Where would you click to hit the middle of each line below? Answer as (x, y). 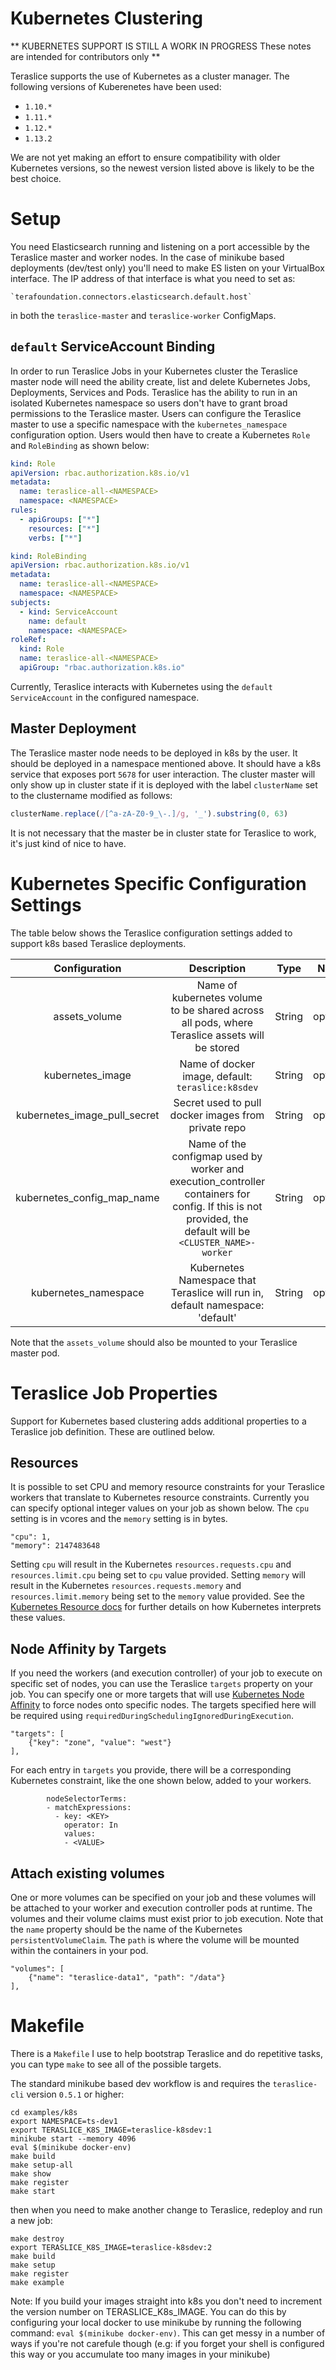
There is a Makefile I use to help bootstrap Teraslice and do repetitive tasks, (166, 2053)
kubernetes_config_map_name (87, 1197)
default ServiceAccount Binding (113, 347)
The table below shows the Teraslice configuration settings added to (151, 933)
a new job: (31, 2220)
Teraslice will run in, (217, 1292)
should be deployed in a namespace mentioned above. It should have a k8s (166, 763)
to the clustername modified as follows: (91, 795)
